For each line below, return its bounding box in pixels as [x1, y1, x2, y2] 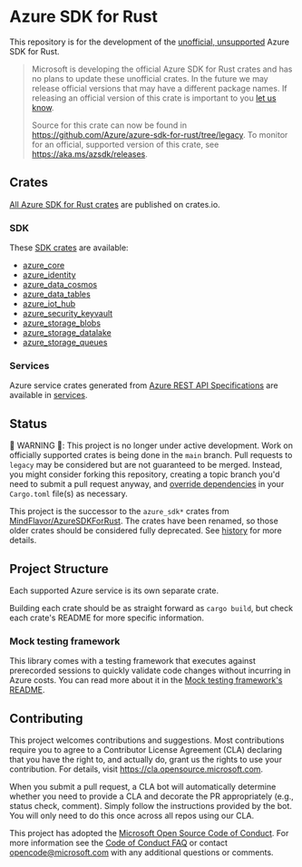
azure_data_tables [22, 288, 91, 300]
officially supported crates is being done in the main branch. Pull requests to [9, 450, 293, 461]
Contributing [9, 710, 83, 726]
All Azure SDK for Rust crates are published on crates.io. [9, 199, 220, 209]
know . [31, 102, 54, 112]
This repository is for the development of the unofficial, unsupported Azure [9, 36, 290, 47]
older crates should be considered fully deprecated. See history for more [9, 525, 283, 536]
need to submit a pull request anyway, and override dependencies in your [9, 479, 285, 490]
